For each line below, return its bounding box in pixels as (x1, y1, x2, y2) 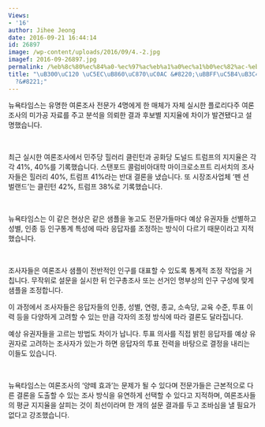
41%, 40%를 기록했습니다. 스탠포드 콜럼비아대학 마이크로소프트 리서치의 (16, 162, 240, 171)
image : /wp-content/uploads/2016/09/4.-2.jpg (8, 48, 160, 56)
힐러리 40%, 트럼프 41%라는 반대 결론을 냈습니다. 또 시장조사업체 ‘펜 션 (28, 171, 250, 182)
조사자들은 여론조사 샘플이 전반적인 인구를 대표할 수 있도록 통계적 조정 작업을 (8, 265, 244, 275)
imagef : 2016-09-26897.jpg (8, 56, 97, 64)
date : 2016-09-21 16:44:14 (8, 33, 97, 42)
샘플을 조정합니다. (8, 285, 64, 294)
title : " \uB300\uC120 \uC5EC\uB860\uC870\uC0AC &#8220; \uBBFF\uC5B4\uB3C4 (8, 70, 259, 78)
